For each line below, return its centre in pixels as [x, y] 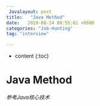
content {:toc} [32, 56]
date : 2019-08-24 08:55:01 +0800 [50, 23]
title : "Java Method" [36, 17]
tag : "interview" [28, 34]
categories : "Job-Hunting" [40, 28]
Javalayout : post [30, 12]
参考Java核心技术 [28, 97]
